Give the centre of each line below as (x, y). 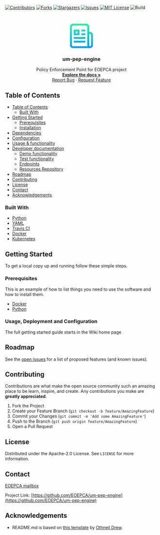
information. (17, 459)
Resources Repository (41, 169)
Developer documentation (38, 148)
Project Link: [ (19, 495)
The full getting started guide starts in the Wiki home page (63, 332)
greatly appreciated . (26, 396)
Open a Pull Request (32, 426)
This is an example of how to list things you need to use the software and (78, 289)
